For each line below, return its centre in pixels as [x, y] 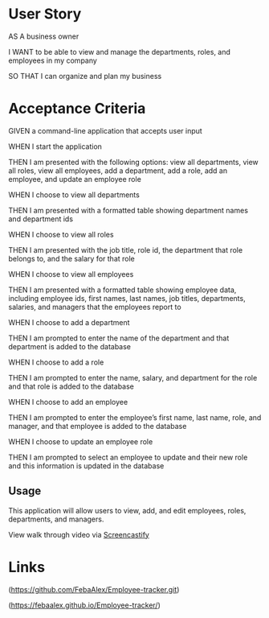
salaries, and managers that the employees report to [95, 307]
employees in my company [53, 60]
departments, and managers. [56, 519]
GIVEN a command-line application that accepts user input [105, 130]
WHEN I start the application [55, 146]
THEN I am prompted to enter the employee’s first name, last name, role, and [135, 417]
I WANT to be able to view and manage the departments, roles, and [120, 51]
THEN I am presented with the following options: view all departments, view [133, 162]
